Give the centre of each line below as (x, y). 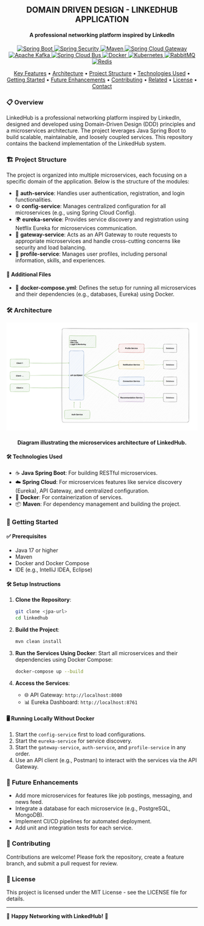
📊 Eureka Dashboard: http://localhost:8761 (81, 702)
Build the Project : (37, 630)
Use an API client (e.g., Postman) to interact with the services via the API (106, 760)
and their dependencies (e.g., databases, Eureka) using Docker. (95, 294)
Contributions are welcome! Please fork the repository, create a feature (95, 857)
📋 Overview (25, 102)
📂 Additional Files (29, 274)
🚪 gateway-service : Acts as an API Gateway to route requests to (96, 235)
